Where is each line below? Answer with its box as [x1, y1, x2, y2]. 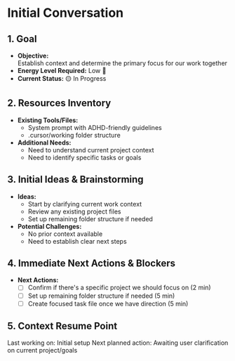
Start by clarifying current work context [27, 199, 142, 208]
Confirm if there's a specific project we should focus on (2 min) [27, 283, 212, 292]
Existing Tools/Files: [17, 116, 79, 124]
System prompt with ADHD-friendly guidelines [27, 123, 163, 131]
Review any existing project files [27, 207, 121, 216]
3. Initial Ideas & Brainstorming [7, 173, 144, 185]
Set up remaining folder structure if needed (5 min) [27, 291, 175, 300]
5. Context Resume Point [7, 320, 118, 332]
